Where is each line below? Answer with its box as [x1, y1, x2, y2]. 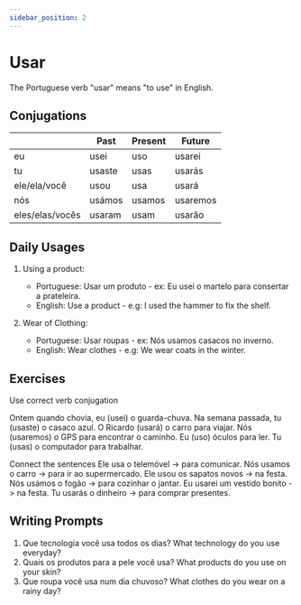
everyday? [22, 547, 61, 558]
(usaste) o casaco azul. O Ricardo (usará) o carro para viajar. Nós [9, 422, 252, 433]
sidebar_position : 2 [9, 13, 87, 23]
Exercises [9, 371, 66, 386]
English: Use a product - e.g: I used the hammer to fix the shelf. [35, 300, 272, 312]
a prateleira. [35, 291, 81, 302]
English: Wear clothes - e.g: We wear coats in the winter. [35, 345, 246, 356]
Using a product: [22, 264, 86, 275]
